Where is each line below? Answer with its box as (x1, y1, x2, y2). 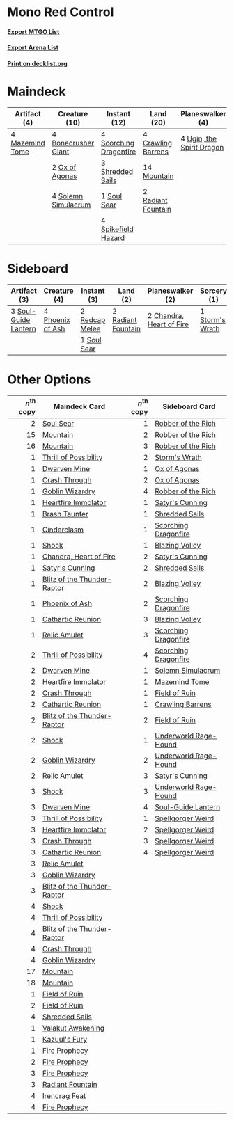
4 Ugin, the (180, 134, 217, 143)
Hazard (100, 232, 125, 242)
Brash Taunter (42, 509, 88, 519)
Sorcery (199, 286, 228, 296)
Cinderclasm (42, 525, 84, 534)
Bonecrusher (52, 138, 95, 148)
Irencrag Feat (42, 1091, 86, 1101)
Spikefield (100, 224, 134, 234)
